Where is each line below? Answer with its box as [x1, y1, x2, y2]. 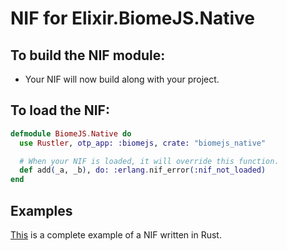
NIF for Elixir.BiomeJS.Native [10, 7, 256, 30]
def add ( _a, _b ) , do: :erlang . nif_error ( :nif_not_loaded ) [19, 165, 267, 176]
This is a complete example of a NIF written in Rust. [10, 229, 222, 241]
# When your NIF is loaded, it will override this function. [19, 156, 280, 166]
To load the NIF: [10, 102, 110, 119]
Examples [10, 202, 73, 219]
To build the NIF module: [10, 47, 166, 64]
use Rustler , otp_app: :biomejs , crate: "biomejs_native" [19, 138, 267, 148]
